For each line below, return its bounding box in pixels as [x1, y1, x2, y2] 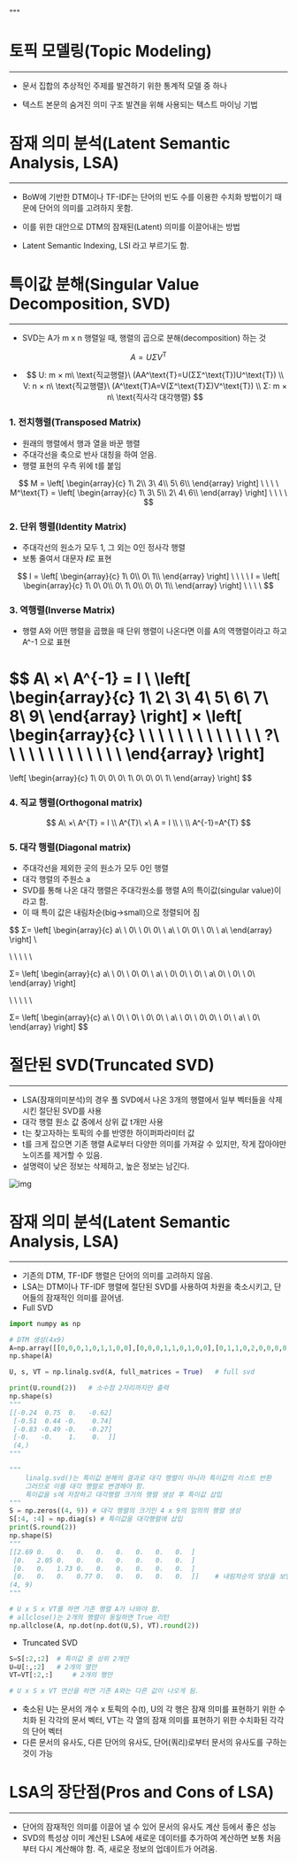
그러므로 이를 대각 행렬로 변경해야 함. [25, 1482, 146, 1491]
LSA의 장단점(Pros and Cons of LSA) [9, 1782, 274, 1803]
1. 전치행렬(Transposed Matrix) [9, 416, 141, 428]
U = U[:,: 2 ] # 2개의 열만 [9, 1662, 97, 1671]
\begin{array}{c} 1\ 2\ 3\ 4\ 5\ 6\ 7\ [9, 687, 269, 707]
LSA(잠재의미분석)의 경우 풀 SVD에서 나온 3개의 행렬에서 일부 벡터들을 [21, 1094, 267, 1105]
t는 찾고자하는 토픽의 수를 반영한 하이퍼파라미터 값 [21, 1127, 195, 1138]
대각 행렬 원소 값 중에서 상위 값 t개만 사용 [21, 1116, 164, 1127]
